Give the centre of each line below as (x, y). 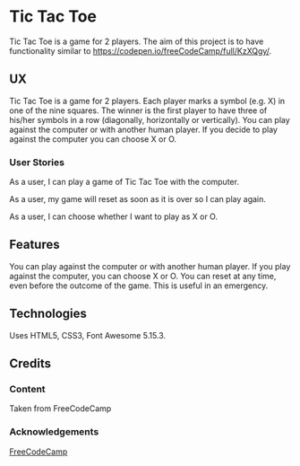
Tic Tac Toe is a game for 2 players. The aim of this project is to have (137, 41)
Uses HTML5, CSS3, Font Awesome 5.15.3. (88, 335)
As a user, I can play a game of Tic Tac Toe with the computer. (124, 182)
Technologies (48, 314)
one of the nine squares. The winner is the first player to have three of (138, 110)
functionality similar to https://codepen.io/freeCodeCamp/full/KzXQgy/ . (141, 50)
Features (34, 245)
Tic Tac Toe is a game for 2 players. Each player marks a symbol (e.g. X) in (147, 101)
